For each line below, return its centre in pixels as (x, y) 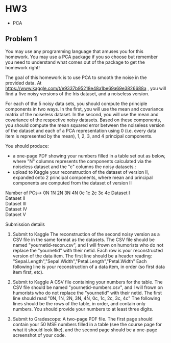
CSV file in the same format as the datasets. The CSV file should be (83, 240)
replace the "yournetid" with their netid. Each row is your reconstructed (88, 250)
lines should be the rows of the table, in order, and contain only (79, 303)
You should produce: (27, 146)
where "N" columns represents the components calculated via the (82, 161)
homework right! (22, 67)
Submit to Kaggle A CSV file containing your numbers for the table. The (88, 282)
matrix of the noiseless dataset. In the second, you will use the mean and (82, 114)
